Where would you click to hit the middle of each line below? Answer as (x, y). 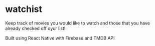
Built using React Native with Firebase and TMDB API (60, 38)
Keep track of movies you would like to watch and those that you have (78, 23)
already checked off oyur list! (35, 28)
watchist (24, 9)
